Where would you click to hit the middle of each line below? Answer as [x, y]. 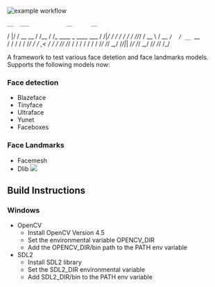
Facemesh [32, 161]
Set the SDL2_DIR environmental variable [86, 270]
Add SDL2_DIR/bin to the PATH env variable [90, 277]
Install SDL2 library [54, 262]
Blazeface [32, 98]
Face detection [33, 82]
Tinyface [30, 105]
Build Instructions [46, 190]
